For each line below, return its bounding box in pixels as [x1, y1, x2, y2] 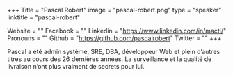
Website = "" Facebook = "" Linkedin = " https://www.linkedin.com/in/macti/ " [7, 27, 227, 35]
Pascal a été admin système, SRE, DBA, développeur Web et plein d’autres [7, 48, 220, 55]
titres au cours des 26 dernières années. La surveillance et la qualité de [7, 55, 212, 63]
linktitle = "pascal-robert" [7, 13, 81, 22]
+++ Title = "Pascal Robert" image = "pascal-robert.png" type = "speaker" [7, 6, 222, 14]
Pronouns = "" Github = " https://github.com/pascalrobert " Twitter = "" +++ [7, 34, 222, 42]
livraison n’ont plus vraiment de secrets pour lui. [7, 62, 145, 70]
